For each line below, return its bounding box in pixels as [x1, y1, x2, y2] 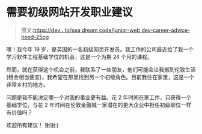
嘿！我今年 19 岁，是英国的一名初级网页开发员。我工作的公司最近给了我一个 [6, 46, 194, 53]
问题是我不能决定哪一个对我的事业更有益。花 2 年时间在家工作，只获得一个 [6, 94, 192, 101]
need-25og [20, 33, 49, 40]
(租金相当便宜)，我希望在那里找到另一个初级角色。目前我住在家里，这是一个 [6, 73, 195, 81]
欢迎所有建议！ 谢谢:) [6, 121, 59, 129]
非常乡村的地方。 [6, 81, 49, 88]
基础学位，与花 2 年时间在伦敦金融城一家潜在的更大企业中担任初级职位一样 [6, 101, 192, 108]
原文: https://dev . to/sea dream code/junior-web [20, 26, 140, 34]
